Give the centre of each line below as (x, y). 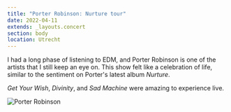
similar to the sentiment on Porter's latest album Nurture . (89, 75)
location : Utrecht (34, 40)
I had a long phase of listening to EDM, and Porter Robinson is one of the (112, 59)
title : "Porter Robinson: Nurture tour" (67, 14)
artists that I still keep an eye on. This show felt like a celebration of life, (110, 67)
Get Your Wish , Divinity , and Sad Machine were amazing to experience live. (116, 88)
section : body (28, 33)
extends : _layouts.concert (46, 27)
